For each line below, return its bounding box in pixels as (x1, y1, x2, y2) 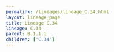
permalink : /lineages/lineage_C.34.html (5, 8, 110, 15)
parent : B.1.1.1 (5, 31, 47, 37)
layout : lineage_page (5, 14, 61, 20)
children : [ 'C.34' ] (5, 36, 55, 42)
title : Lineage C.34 (5, 20, 58, 26)
